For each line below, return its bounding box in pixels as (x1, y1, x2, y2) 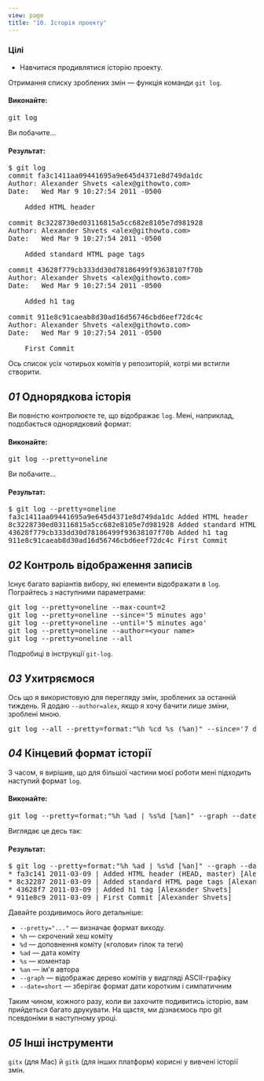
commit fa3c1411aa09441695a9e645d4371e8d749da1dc (8, 171, 203, 181)
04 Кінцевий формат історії (8, 747, 152, 760)
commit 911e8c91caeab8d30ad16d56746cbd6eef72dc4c (8, 313, 203, 322)
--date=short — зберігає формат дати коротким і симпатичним (19, 981, 232, 991)
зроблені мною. (8, 709, 61, 719)
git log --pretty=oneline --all (8, 634, 133, 643)
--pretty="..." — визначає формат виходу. (19, 923, 167, 933)
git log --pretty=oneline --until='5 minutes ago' (8, 618, 207, 628)
